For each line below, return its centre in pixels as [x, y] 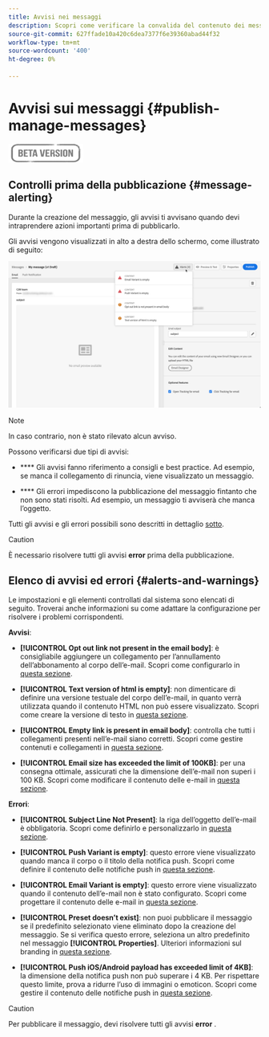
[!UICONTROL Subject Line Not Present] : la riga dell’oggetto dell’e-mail [138, 820]
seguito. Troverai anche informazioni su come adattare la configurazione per [134, 608]
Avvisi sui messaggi [76, 109]
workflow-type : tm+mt [44, 43]
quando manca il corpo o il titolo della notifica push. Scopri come [127, 861]
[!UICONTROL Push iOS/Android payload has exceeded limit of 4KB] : [137, 967]
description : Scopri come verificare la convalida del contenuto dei [127, 25]
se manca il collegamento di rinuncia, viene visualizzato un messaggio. [137, 476]
